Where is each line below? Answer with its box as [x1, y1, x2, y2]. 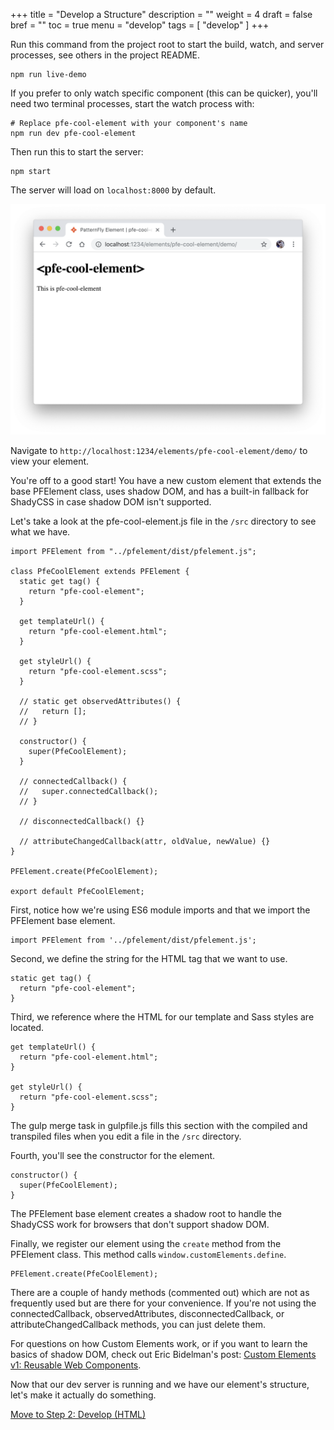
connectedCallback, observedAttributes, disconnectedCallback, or [10, 1308, 285, 1320]
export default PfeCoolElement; [10, 887, 145, 897]
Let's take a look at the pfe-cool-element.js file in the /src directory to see [10, 515, 317, 528]
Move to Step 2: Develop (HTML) [10, 1409, 147, 1421]
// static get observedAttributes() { [19, 697, 182, 707]
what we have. [10, 526, 71, 538]
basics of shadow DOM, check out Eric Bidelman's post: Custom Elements [10, 1349, 317, 1361]
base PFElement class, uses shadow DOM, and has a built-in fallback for [10, 485, 309, 498]
